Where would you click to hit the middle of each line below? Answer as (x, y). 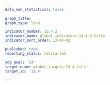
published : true (21, 49)
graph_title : (18, 18)
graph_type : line (23, 23)
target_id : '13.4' (24, 71)
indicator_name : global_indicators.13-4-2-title (55, 36)
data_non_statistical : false (34, 9)
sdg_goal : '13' (20, 62)
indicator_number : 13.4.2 (31, 32)
